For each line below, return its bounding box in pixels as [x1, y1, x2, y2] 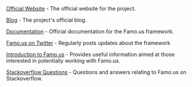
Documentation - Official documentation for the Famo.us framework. [6, 28, 174, 35]
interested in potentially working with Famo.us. [6, 57, 121, 64]
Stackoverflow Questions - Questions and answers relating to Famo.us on [6, 69, 187, 76]
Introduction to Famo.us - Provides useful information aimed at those [6, 51, 175, 58]
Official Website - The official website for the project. [6, 5, 136, 12]
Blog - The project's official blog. [6, 17, 87, 23]
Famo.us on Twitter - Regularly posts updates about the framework [6, 40, 171, 46]
